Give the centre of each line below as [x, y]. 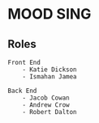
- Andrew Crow [46, 105]
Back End [22, 91]
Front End [24, 62]
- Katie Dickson [50, 70]
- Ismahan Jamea [50, 77]
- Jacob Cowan [46, 98]
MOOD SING [49, 14]
